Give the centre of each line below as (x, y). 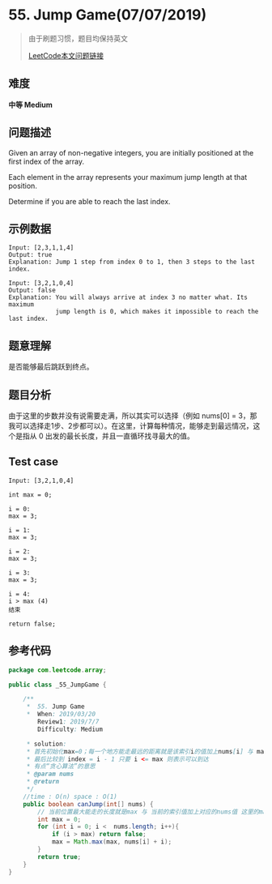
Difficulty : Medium (70, 729)
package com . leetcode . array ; (57, 670)
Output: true (30, 255)
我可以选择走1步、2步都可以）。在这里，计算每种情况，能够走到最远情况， (131, 426)
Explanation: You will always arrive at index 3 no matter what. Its (128, 297)
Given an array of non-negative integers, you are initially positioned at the (131, 152)
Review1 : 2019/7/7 (68, 722)
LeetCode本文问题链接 (66, 55)
